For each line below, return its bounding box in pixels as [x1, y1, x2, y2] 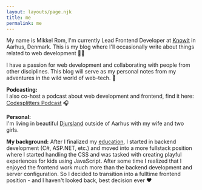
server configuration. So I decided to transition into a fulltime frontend [6, 171, 181, 178]
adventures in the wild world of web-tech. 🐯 [6, 74, 116, 82]
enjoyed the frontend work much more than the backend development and [6, 164, 192, 171]
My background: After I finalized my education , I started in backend [6, 138, 177, 146]
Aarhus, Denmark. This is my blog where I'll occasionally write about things [6, 43, 195, 50]
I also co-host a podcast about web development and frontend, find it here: [6, 92, 194, 100]
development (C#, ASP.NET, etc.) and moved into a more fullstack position [6, 144, 192, 152]
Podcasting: [6, 86, 38, 93]
